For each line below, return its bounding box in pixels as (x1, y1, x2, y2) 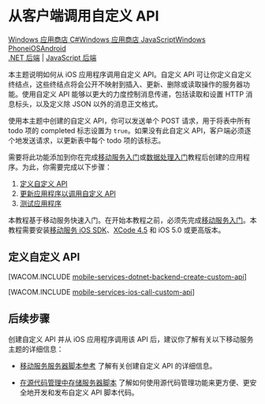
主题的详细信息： (8, 344, 64, 354)
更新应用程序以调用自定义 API (19, 188, 117, 198)
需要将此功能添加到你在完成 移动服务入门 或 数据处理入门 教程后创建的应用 (8, 152, 243, 161)
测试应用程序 (19, 198, 62, 208)
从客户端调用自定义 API (8, 7, 159, 25)
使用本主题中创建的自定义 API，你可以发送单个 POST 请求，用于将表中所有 (8, 116, 251, 125)
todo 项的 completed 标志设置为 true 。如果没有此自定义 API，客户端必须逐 (8, 125, 252, 135)
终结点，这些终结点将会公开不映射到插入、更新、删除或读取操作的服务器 (8, 80, 243, 89)
